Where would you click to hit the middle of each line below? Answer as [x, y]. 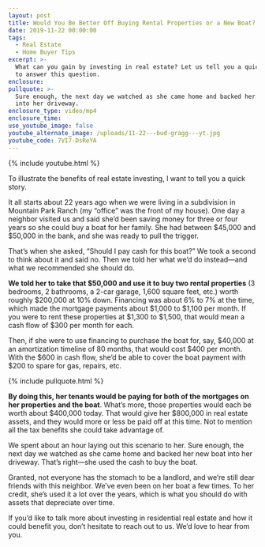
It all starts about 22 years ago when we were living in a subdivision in [122, 202]
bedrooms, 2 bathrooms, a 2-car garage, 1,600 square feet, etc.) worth [123, 291]
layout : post [30, 15]
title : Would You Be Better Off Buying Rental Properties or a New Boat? [132, 23]
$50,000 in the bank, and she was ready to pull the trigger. [104, 236]
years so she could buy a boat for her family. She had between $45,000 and [132, 227]
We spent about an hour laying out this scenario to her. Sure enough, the [126, 445]
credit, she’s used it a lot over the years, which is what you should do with [128, 494]
